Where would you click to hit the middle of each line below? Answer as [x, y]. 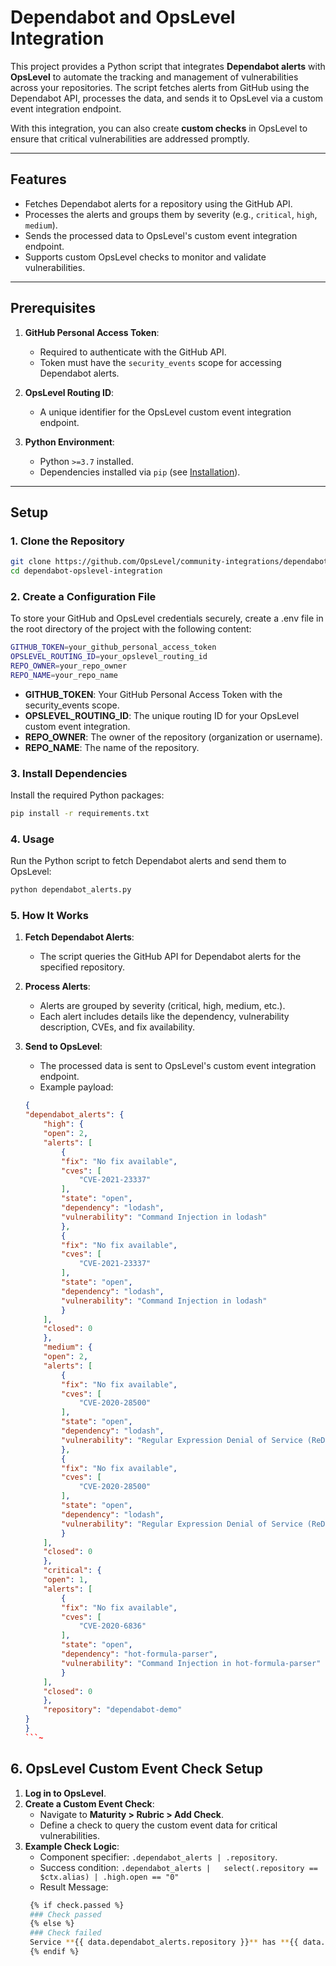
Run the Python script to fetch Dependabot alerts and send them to [148, 861]
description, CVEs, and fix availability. [117, 1027]
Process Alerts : [57, 987]
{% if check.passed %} [77, 1905]
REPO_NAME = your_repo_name [64, 675]
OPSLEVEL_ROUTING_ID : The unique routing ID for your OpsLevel [162, 715]
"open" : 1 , [66, 1580]
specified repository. [82, 967]
